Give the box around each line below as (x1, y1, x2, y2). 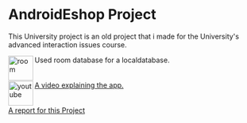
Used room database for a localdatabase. (34, 55, 170, 65)
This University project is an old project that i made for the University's (8, 32, 240, 41)
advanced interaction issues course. (8, 39, 127, 49)
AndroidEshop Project (8, 6, 156, 24)
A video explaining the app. (34, 80, 125, 90)
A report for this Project (8, 105, 86, 115)
